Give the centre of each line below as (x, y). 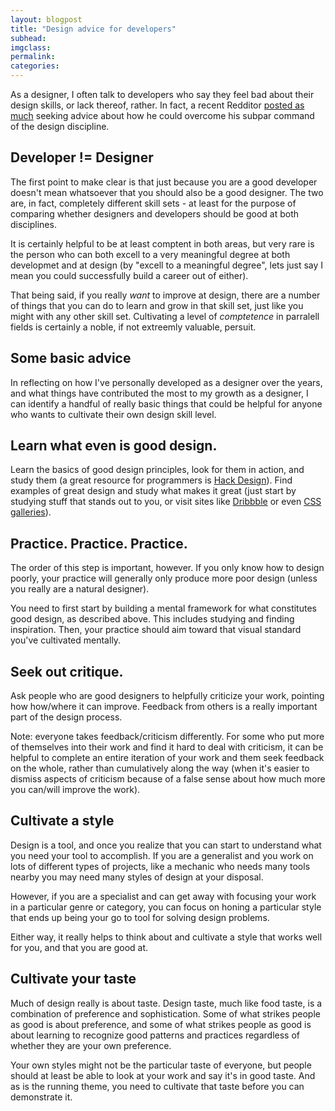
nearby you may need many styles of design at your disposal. (137, 877)
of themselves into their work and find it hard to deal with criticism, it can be (167, 747)
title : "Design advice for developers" (93, 29)
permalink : (33, 57)
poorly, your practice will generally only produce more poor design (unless (164, 578)
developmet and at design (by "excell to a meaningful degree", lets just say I (167, 265)
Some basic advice (71, 358)
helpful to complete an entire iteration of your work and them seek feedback (167, 758)
